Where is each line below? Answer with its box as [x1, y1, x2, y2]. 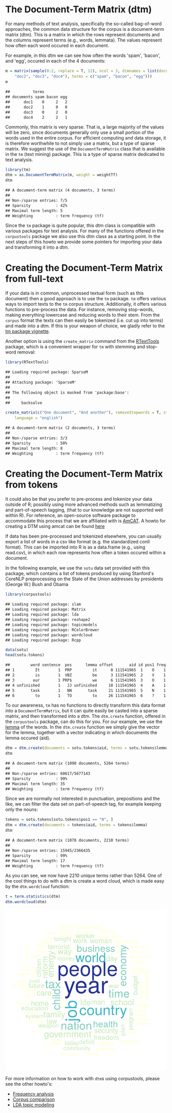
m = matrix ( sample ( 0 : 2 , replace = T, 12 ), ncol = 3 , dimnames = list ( [5, 68, 159, 73]
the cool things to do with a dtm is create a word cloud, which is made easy [5, 877, 165, 884]
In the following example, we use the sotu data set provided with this [5, 564, 150, 571]
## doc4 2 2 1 [5, 114, 68, 120]
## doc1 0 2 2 [5, 99, 68, 105]
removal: [17, 349, 36, 355]
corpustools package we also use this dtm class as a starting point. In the [5, 233, 160, 240]
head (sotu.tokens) [5, 653, 45, 658]
